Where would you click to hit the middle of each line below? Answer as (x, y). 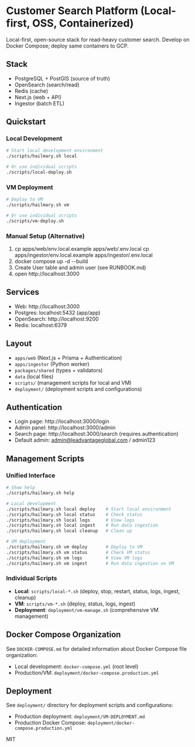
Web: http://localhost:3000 (47, 306)
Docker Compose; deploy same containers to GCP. (67, 46)
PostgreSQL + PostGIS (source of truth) (62, 78)
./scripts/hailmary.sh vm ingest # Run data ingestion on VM (90, 563)
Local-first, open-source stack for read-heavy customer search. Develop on (98, 39)
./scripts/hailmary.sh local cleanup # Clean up (69, 531)
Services (23, 292)
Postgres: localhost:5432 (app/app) (57, 312)
